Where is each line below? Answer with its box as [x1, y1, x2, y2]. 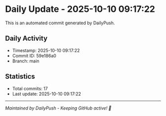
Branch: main [12, 58, 40, 64]
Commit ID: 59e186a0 [12, 53, 57, 58]
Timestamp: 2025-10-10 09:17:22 [12, 47, 80, 53]
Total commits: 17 [12, 85, 48, 91]
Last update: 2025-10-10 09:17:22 [12, 91, 82, 97]
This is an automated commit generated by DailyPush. [5, 20, 115, 26]
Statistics [5, 72, 36, 81]
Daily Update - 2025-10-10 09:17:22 [5, 3, 156, 15]
